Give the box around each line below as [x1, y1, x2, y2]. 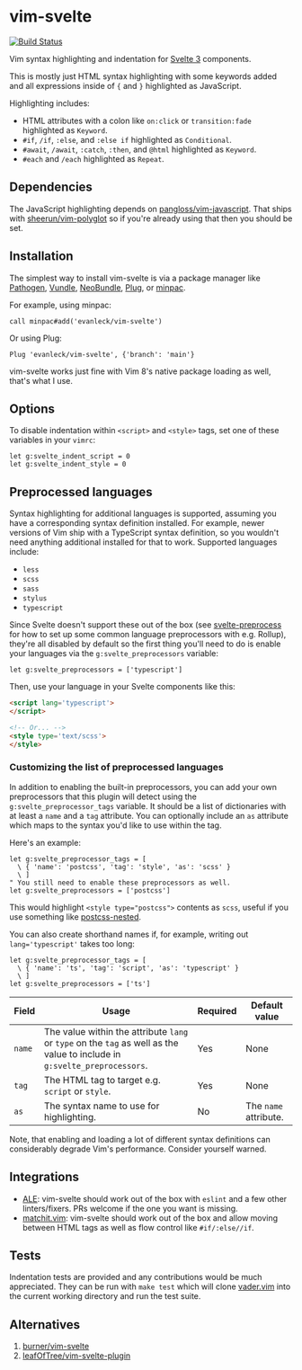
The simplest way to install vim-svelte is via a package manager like [9, 272, 261, 283]
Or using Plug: [9, 333, 62, 343]
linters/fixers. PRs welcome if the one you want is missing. [22, 1203, 238, 1214]
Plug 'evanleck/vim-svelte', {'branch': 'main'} [9, 350, 195, 359]
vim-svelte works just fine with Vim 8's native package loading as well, [9, 366, 271, 377]
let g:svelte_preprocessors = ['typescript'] [9, 665, 182, 675]
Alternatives [9, 1317, 81, 1332]
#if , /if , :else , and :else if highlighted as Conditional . [22, 134, 232, 145]
